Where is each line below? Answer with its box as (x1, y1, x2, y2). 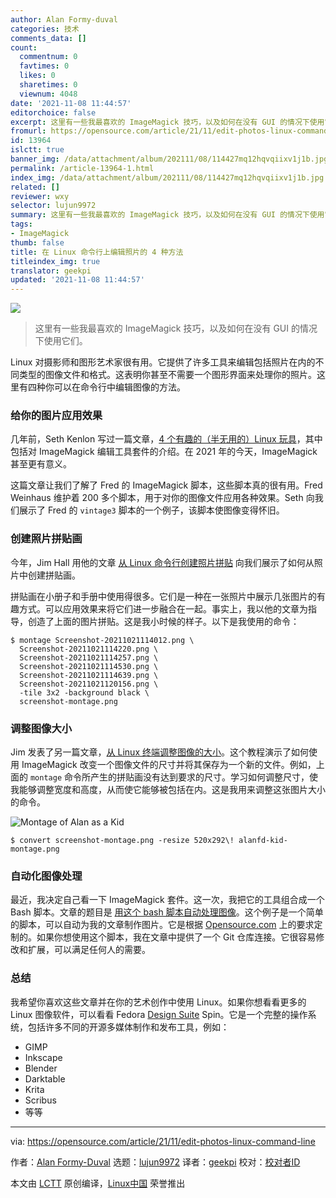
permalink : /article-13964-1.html (10, 163, 155, 173)
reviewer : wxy (10, 191, 70, 201)
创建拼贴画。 (27, 569, 81, 581)
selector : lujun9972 (10, 201, 97, 211)
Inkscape (24, 1051, 63, 1063)
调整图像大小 (10, 721, 73, 735)
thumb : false (10, 237, 65, 248)
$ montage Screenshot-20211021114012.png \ (10, 635, 195, 645)
